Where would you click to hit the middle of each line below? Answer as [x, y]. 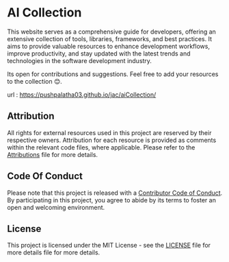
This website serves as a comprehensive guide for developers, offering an [112, 32]
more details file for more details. [54, 252]
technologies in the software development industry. [80, 60]
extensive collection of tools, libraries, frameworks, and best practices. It [109, 38]
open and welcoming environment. [56, 207]
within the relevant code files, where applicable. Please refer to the [101, 147]
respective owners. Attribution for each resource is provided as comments [112, 140]
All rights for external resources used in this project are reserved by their [109, 132]
